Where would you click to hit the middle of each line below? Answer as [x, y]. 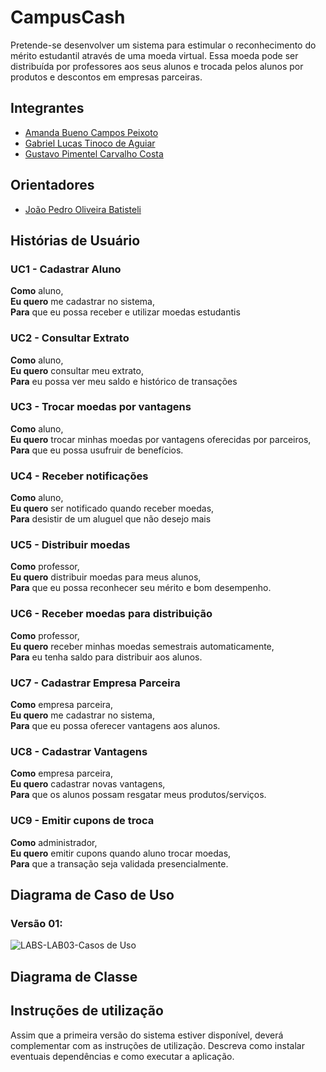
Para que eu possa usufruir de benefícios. [97, 450]
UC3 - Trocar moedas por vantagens [101, 407]
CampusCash [68, 17]
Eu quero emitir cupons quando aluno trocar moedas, [121, 853]
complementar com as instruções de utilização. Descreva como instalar [157, 1045]
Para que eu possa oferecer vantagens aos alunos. [115, 726]
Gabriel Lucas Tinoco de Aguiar [90, 143]
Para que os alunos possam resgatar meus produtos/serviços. [138, 795]
